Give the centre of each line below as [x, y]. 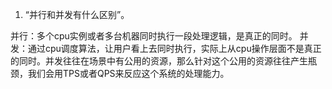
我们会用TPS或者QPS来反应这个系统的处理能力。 [128, 73]
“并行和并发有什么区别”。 [77, 14]
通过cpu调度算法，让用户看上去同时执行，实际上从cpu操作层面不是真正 [174, 48]
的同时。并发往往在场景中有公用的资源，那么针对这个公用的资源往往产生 [159, 61]
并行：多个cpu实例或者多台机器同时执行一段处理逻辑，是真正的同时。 [154, 36]
